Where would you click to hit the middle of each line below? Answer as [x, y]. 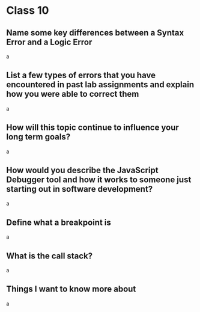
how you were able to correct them [73, 94]
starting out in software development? [80, 189]
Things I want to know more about [71, 289]
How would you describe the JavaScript [82, 170]
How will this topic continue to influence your [92, 128]
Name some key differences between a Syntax [95, 33]
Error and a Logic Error [49, 42]
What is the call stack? [50, 256]
